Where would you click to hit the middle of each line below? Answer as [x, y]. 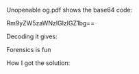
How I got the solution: [38, 63]
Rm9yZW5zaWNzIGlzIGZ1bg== [51, 23]
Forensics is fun [29, 50]
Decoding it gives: [32, 36]
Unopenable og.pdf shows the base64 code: [69, 10]
